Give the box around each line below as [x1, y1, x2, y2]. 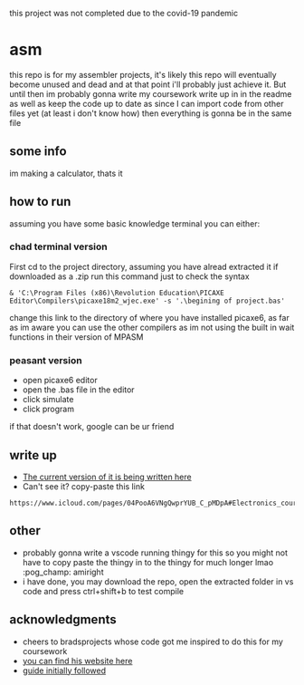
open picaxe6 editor [22, 375, 98, 386]
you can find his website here [22, 655, 133, 666]
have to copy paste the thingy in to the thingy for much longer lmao [22, 556, 274, 567]
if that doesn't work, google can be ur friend [9, 421, 175, 432]
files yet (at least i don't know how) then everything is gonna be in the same [9, 108, 292, 119]
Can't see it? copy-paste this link [22, 480, 145, 492]
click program [22, 403, 75, 415]
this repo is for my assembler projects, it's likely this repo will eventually [9, 69, 278, 80]
